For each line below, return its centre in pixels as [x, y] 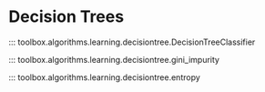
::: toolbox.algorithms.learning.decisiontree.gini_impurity [114, 59]
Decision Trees [66, 17]
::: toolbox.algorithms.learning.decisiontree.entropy [105, 77]
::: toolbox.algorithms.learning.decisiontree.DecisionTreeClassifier [132, 42]
